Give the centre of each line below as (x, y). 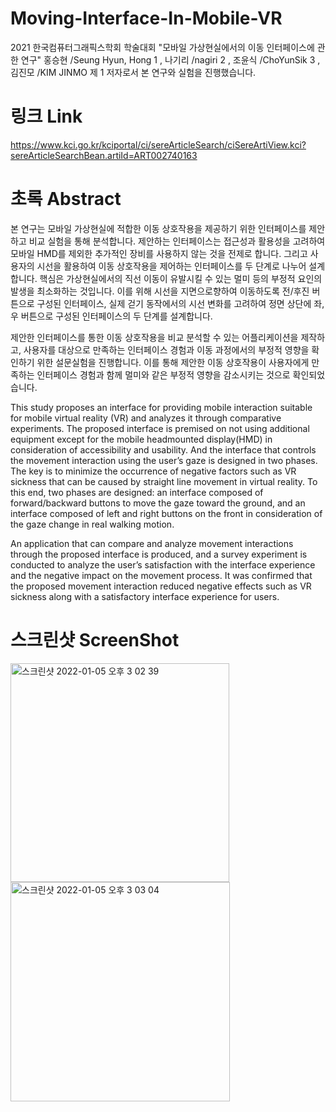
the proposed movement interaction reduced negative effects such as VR (161, 586)
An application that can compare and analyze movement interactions (152, 543)
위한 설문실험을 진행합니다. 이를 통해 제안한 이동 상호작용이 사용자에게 (173, 362)
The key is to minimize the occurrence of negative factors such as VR (153, 471)
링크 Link (46, 116)
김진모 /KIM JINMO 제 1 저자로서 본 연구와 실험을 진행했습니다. (133, 72)
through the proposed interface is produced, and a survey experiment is (159, 554)
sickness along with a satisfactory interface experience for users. (145, 596)
